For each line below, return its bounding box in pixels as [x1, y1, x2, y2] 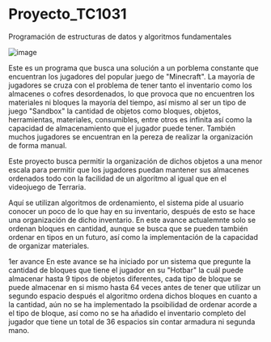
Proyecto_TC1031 [8, 5, 127, 24]
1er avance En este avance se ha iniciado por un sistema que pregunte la [8, 256, 252, 266]
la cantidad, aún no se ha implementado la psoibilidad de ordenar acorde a [8, 299, 257, 309]
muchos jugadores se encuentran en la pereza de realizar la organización [8, 131, 253, 142]
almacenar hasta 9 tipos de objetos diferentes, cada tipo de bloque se [8, 273, 242, 284]
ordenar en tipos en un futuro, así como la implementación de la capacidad [8, 232, 259, 242]
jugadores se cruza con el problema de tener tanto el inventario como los [8, 80, 252, 90]
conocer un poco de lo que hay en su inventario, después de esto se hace [8, 206, 256, 216]
